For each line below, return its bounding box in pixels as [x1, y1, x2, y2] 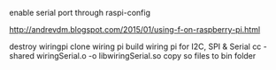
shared [9, 51, 35, 60]
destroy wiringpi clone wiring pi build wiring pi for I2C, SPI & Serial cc [9, 41, 262, 52]
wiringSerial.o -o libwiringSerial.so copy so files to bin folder [36, 51, 257, 60]
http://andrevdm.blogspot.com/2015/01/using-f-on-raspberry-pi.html [9, 24, 261, 34]
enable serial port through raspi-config [9, 8, 150, 17]
